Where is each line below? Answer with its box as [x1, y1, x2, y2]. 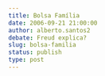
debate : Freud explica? [8, 33, 87, 42]
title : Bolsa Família [8, 11, 80, 20]
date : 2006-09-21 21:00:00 [8, 19, 98, 27]
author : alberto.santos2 [8, 26, 91, 34]
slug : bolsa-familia [8, 41, 77, 49]
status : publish [8, 48, 62, 56]
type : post [8, 56, 45, 64]
